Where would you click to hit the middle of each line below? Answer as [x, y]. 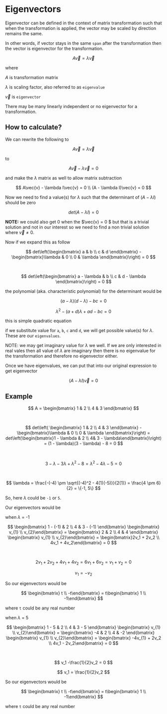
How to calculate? [34, 127]
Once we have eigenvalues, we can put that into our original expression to [81, 366]
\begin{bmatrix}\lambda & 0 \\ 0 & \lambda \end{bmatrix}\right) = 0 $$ [83, 257]
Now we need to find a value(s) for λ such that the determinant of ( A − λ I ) [81, 197]
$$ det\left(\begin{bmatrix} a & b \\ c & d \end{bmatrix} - [83, 251]
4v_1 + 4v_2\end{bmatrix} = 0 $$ [83, 542]
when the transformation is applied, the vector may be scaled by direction [81, 28]
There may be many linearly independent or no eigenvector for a [71, 106]
